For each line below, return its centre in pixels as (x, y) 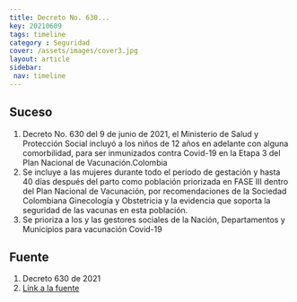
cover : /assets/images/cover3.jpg (74, 51)
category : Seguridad (50, 43)
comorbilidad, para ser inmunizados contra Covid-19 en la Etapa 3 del (151, 152)
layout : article (39, 59)
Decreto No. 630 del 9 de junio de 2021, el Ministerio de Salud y (140, 134)
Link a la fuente (51, 289)
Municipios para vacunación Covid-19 (92, 229)
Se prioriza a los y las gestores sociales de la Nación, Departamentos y (153, 220)
